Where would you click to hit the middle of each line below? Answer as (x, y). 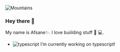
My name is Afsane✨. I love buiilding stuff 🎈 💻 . (55, 33)
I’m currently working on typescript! (78, 44)
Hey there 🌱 (20, 21)
